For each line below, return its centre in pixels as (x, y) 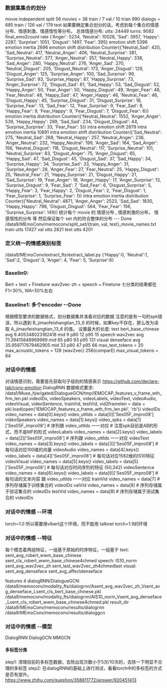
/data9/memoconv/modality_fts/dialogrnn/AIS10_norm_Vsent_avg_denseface (83, 597)
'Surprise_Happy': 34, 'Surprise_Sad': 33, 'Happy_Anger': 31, (67, 164)
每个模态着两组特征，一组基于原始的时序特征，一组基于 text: (67, 550)
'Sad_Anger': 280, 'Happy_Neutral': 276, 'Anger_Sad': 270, (65, 63)
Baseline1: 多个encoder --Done (43, 304)
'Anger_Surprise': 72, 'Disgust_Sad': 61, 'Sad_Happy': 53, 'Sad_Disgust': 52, (83, 85)
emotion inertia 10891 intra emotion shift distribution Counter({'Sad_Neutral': (83, 132)
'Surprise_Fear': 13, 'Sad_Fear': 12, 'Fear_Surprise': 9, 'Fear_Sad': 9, (74, 106)
